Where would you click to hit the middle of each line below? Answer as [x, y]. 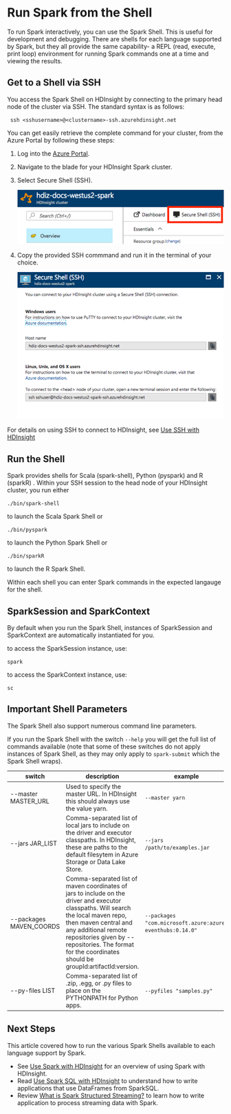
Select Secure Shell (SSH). [55, 180]
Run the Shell [36, 459]
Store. [74, 869]
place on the [83, 991]
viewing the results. [35, 61]
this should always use [98, 801]
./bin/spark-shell [33, 504]
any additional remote [96, 930]
